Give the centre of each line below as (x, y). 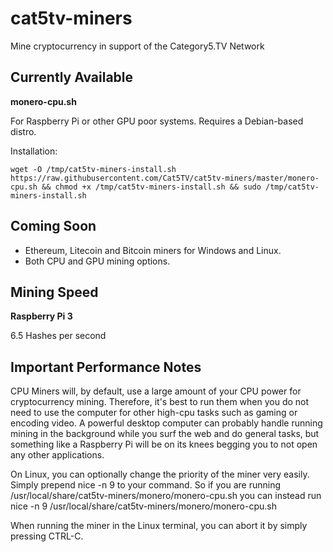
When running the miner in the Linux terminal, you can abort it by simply (159, 526)
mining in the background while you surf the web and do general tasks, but (165, 434)
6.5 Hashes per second (58, 336)
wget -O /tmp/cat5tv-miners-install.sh (93, 169)
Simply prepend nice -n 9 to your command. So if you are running (146, 485)
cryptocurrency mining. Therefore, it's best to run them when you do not (160, 402)
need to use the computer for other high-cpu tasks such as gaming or (154, 413)
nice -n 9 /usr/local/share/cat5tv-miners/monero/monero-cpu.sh (143, 506)
